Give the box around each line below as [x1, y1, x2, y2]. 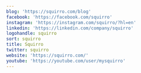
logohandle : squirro [6, 31, 57, 36]
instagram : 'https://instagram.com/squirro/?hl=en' [6, 19, 136, 25]
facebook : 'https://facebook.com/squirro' [6, 14, 113, 20]
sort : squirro [6, 36, 41, 42]
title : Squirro [6, 42, 44, 48]
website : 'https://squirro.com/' [6, 52, 89, 58]
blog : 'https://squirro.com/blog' [6, 8, 92, 15]
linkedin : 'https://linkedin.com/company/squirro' [6, 25, 134, 31]
